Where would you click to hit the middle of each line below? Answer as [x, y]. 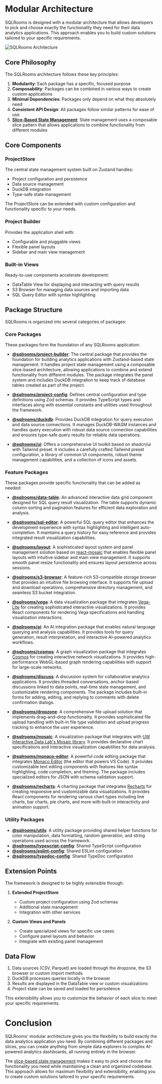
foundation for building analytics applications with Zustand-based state [83, 360]
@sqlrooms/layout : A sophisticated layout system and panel [73, 547]
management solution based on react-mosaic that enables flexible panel [84, 552]
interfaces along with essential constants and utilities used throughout [82, 405]
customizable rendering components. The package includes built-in [80, 692]
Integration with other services [50, 912]
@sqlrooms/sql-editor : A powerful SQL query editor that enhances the [83, 522]
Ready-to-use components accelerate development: [57, 275]
